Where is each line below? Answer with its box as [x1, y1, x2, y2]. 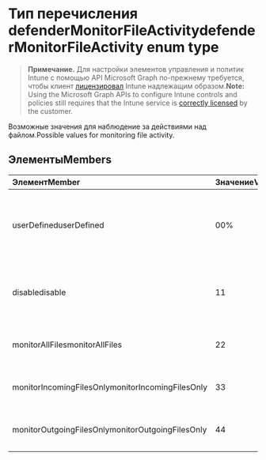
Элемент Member [12, 176, 81, 187]
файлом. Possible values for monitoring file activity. [8, 130, 175, 139]
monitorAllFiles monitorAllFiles [12, 339, 123, 350]
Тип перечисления [8, 5, 139, 23]
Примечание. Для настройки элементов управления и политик [27, 64, 245, 74]
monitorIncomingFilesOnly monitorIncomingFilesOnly [12, 381, 208, 392]
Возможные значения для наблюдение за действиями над [8, 122, 207, 131]
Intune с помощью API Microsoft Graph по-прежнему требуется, [27, 73, 245, 82]
